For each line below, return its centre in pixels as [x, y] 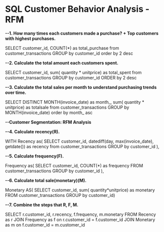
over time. [16, 92]
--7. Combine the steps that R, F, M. [42, 205]
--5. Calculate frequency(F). [34, 156]
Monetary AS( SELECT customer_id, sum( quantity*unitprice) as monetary [80, 190]
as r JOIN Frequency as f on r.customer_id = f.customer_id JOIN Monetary [80, 219]
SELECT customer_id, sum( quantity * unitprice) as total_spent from [73, 72]
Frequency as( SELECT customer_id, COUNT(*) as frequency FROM [74, 165]
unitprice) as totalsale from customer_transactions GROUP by [67, 107]
